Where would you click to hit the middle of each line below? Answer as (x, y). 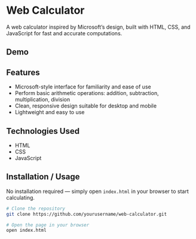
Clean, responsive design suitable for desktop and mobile (86, 106)
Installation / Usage (43, 177)
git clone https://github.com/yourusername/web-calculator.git (87, 214)
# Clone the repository (36, 209)
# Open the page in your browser (48, 225)
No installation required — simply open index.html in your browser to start (98, 191)
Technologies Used (43, 131)
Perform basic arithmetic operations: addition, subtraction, (87, 93)
